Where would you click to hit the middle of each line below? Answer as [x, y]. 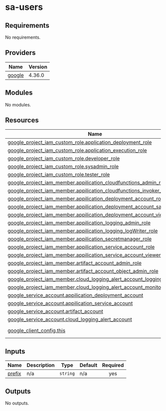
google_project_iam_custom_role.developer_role [64, 158]
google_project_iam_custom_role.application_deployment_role [80, 143]
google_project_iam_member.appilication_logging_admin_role [79, 223]
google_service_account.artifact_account [55, 311]
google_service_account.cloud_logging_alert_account [70, 319]
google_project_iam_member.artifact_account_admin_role [75, 263]
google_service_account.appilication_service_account [70, 304]
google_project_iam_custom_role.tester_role [59, 175]
